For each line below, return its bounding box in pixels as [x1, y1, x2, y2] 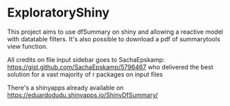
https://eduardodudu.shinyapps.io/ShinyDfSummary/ [7, 91, 158, 99]
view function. [7, 42, 48, 50]
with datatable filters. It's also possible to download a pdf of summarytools [7, 34, 220, 43]
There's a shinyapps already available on [7, 83, 124, 92]
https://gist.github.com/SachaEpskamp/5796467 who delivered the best [7, 63, 213, 71]
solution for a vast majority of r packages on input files [7, 70, 163, 78]
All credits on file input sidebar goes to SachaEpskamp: [7, 55, 165, 63]
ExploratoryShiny [7, 5, 109, 21]
